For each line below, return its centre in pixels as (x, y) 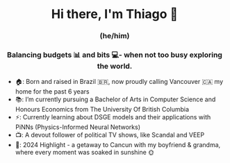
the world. (115, 67)
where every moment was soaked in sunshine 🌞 (85, 153)
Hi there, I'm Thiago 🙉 (115, 14)
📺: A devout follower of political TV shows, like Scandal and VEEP (110, 135)
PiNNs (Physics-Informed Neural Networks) (77, 127)
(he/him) (115, 36)
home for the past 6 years (52, 92)
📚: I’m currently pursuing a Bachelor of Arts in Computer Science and (115, 99)
